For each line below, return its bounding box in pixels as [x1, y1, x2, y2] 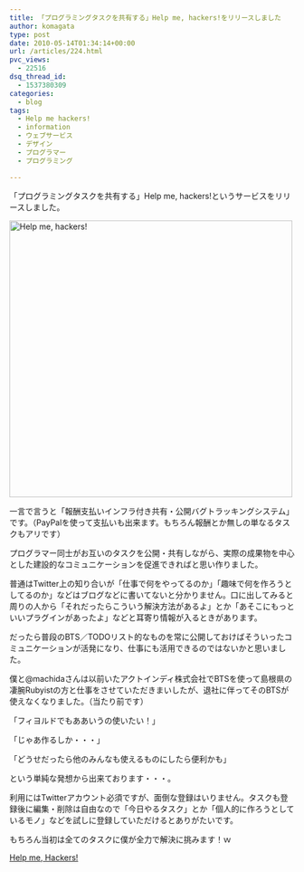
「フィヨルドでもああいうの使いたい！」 [9, 714, 160, 725]
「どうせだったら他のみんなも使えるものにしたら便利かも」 [9, 753, 232, 764]
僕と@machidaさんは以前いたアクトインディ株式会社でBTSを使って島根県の [9, 673, 292, 684]
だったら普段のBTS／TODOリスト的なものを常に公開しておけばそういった [9, 631, 285, 642]
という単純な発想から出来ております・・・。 [9, 772, 176, 783]
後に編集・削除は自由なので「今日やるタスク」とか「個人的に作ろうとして [16, 803, 295, 814]
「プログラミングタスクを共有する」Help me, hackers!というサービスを [9, 190, 276, 201]
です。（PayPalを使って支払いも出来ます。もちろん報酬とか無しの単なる [9, 517, 275, 528]
